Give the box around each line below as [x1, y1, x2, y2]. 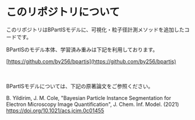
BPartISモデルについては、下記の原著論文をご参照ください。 [6, 82, 154, 89]
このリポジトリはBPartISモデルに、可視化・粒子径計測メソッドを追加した [6, 26, 185, 33]
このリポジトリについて [6, 5, 120, 19]
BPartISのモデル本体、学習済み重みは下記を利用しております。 [6, 46, 158, 53]
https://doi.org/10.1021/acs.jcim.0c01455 [6, 107, 105, 114]
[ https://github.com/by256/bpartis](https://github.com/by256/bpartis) [6, 57, 176, 65]
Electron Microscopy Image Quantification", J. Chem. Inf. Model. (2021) [6, 100, 179, 108]
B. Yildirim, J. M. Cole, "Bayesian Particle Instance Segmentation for [6, 94, 171, 101]
